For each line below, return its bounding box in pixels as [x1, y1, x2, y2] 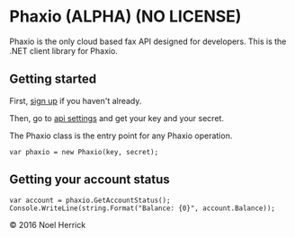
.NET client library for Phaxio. [9, 45, 119, 56]
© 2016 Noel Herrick [9, 219, 86, 230]
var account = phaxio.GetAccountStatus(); [9, 196, 171, 205]
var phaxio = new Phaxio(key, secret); [9, 147, 159, 156]
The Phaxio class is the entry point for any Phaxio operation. [9, 130, 233, 141]
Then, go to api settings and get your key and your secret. [9, 112, 225, 123]
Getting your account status [9, 172, 171, 188]
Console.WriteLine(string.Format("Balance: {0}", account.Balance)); [9, 204, 276, 213]
